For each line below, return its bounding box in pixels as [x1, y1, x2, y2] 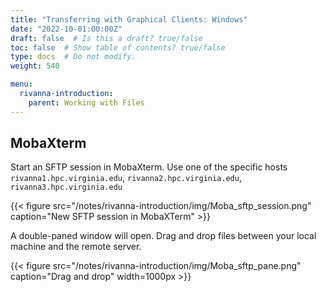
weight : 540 [10, 61, 60, 71]
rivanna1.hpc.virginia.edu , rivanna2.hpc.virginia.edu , [10, 172, 242, 184]
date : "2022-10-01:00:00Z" [10, 24, 123, 34]
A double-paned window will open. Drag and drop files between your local [10, 230, 317, 242]
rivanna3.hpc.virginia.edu [10, 182, 123, 193]
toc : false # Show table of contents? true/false [10, 42, 226, 53]
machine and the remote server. [10, 241, 142, 253]
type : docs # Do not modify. [10, 52, 137, 62]
